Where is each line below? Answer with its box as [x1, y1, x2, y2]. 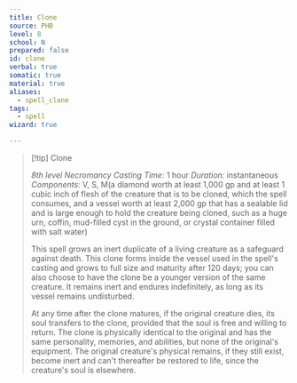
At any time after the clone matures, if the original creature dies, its [30, 308, 275, 318]
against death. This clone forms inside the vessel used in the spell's [30, 253, 279, 263]
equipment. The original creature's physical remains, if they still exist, [30, 346, 285, 356]
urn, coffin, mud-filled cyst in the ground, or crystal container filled [30, 217, 275, 227]
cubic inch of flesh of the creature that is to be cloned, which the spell [30, 188, 287, 199]
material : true [9, 79, 66, 88]
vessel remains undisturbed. [30, 291, 135, 301]
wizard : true [9, 121, 58, 130]
